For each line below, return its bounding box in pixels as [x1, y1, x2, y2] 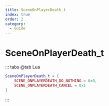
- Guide [9, 26, 26, 31]
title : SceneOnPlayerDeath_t [5, 7, 66, 12]
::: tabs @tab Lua [5, 64, 40, 70]
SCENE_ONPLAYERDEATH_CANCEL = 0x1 [14, 83, 86, 88]
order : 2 [5, 16, 23, 21]
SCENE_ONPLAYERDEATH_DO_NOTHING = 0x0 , [14, 78, 97, 83]
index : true [5, 12, 30, 17]
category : [5, 21, 26, 26]
